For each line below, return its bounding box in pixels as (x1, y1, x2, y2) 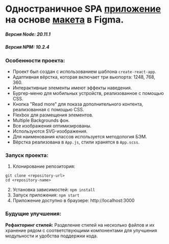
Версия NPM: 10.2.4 (5, 44, 50, 50)
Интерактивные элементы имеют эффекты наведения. (12, 85, 132, 91)
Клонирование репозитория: (12, 163, 75, 169)
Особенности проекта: (5, 57, 65, 64)
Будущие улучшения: (5, 210, 62, 217)
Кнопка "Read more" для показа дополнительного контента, (12, 101, 144, 107)
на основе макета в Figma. (5, 14, 124, 26)
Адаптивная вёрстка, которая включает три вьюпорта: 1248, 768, (12, 74, 155, 80)
